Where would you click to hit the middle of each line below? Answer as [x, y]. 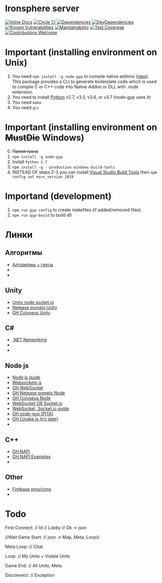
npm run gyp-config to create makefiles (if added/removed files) [77, 210]
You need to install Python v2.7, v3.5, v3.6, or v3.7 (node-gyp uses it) [81, 97]
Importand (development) [58, 196]
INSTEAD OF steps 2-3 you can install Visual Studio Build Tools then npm [85, 172]
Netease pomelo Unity [35, 307]
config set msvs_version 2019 [43, 177]
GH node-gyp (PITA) [33, 414]
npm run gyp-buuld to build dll [42, 215]
